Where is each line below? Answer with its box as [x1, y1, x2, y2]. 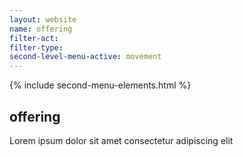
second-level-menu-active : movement [9, 52, 162, 62]
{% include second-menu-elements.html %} [9, 79, 192, 91]
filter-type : [9, 42, 64, 53]
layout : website [9, 14, 77, 25]
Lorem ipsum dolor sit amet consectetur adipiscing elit [9, 134, 234, 146]
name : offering [9, 24, 73, 34]
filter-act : [9, 33, 59, 43]
